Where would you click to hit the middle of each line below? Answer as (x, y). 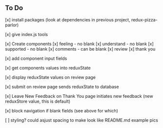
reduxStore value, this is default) (38, 101)
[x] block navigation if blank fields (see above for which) (62, 110)
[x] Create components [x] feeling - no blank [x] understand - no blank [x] (79, 44)
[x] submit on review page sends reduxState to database (62, 87)
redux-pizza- (144, 19)
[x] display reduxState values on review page (51, 77)
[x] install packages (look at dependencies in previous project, (68, 19)
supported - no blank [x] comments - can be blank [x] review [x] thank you (80, 49)
